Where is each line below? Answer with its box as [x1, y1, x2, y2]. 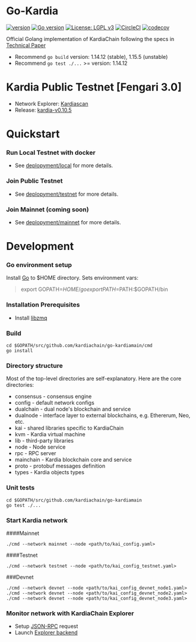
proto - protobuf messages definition [14, 462, 106, 469]
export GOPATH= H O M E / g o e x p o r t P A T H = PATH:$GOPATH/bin [20, 286, 168, 293]
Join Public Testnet [6, 177, 64, 185]
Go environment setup [6, 261, 72, 269]
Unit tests [6, 484, 35, 492]
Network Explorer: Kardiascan [14, 100, 88, 107]
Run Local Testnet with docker [6, 148, 96, 156]
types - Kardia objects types [14, 469, 85, 476]
